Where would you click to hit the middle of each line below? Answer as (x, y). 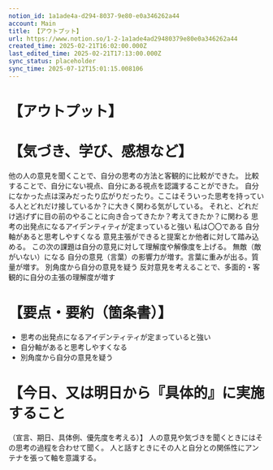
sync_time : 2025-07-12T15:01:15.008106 (76, 69)
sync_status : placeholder (52, 62)
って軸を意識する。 (69, 457)
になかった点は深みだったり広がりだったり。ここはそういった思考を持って (133, 196)
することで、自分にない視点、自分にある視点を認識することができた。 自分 (134, 185)
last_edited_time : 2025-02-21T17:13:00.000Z (85, 54)
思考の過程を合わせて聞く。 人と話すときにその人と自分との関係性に (130, 447)
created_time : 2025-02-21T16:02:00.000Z (78, 46)
